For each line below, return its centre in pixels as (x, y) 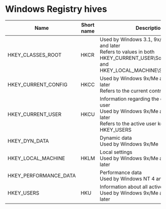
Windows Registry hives (56, 9)
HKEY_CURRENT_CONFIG (38, 84)
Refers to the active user (128, 123)
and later (110, 46)
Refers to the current (124, 91)
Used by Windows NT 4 (127, 178)
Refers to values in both (127, 52)
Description (150, 28)
